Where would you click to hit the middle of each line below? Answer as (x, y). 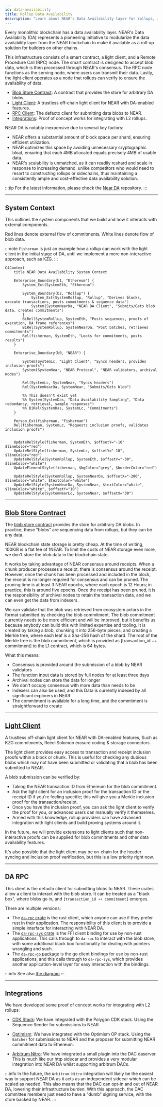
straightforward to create (37, 706)
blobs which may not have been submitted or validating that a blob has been (81, 762)
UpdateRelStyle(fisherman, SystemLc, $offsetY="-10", (69, 451)
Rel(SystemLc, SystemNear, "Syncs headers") (68, 383)
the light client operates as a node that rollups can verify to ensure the (75, 78)
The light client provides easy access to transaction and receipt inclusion (78, 752)
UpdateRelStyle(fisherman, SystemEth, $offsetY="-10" (69, 442)
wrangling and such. (33, 949)
